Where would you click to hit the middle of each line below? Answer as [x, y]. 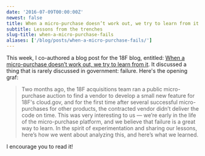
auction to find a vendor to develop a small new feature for [121, 96]
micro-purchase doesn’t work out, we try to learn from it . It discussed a [97, 64]
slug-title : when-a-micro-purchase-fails [60, 35]
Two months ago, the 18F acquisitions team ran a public [92, 89]
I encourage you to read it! [40, 147]
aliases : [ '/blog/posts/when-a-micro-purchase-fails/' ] [79, 40]
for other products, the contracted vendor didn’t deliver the [124, 109]
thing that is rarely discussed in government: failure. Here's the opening [97, 71]
